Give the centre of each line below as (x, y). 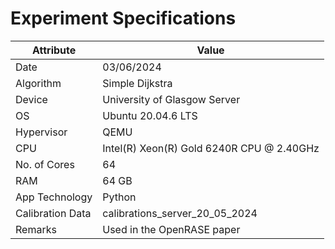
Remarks (36, 229)
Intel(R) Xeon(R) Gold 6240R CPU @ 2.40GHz (211, 148)
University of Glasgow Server (171, 99)
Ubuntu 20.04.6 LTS (150, 115)
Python (119, 197)
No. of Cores (45, 164)
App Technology (54, 197)
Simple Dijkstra (137, 83)
